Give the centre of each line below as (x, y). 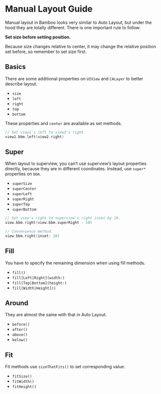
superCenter (24, 189)
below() (20, 340)
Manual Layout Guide (49, 9)
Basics (15, 67)
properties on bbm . (23, 174)
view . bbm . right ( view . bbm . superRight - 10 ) (49, 223)
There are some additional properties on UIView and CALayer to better (74, 78)
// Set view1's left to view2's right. (45, 132)
